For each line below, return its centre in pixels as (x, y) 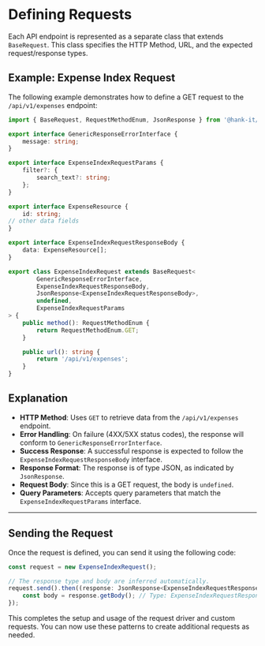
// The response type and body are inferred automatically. (109, 581)
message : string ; (51, 141)
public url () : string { (62, 352)
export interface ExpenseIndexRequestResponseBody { (97, 243)
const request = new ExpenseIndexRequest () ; (82, 567)
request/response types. (48, 53)
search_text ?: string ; (74, 177)
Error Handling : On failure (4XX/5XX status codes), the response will (132, 434)
